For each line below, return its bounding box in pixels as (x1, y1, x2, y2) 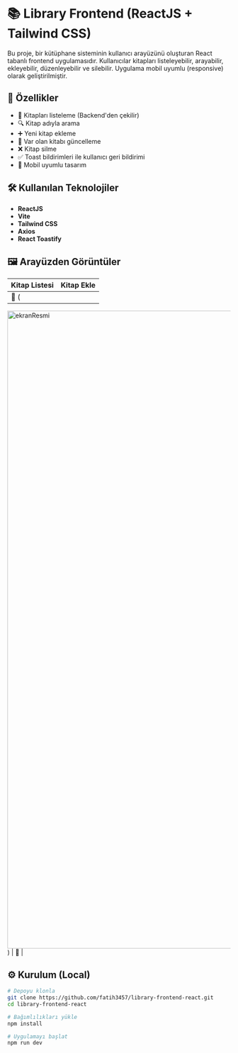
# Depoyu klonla (7, 988, 55, 995)
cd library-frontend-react (7, 1001, 87, 1008)
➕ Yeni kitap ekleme (17, 129, 76, 137)
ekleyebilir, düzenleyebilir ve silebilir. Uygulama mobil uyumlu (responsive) (7, 64, 224, 72)
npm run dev (7, 1040, 42, 1047)
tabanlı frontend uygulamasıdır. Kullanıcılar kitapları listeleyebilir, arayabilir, (7, 56, 224, 64)
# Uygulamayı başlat (7, 1032, 69, 1040)
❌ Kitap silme (17, 145, 57, 153)
